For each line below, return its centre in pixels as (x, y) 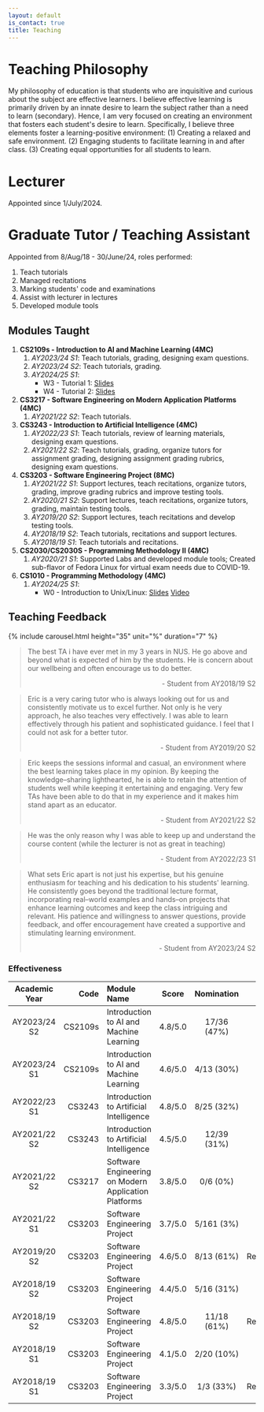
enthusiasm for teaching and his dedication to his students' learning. (138, 882)
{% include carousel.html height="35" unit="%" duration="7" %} (113, 636)
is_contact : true (37, 23)
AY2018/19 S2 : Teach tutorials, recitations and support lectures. (134, 534)
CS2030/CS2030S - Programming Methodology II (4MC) (114, 550)
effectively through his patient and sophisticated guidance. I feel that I (140, 724)
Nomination (217, 994)
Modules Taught (49, 331)
